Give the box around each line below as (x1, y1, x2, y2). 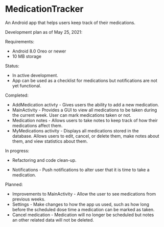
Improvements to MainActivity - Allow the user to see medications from (12, 191, 156, 197)
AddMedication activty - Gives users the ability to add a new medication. (12, 101, 159, 107)
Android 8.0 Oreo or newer (12, 48, 67, 54)
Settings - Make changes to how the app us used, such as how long (12, 201, 149, 207)
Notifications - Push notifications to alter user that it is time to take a (12, 167, 150, 173)
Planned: (5, 181, 23, 187)
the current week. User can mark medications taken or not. (12, 112, 131, 118)
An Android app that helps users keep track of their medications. (5, 20, 136, 25)
